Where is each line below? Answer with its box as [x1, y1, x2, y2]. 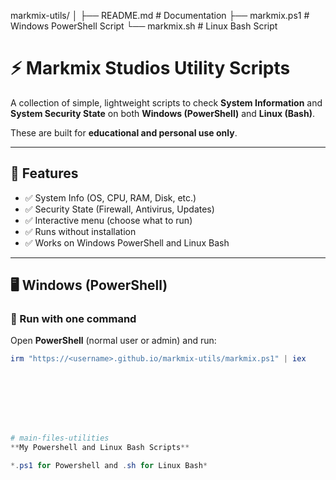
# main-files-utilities [10, 433, 110, 444]
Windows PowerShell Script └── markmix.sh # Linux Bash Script [10, 20, 278, 32]
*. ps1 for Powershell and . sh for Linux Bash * [10, 461, 208, 471]
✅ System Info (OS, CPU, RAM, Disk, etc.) [24, 191, 197, 204]
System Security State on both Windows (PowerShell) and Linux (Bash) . [10, 107, 315, 119]
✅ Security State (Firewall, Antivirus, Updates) [24, 203, 215, 215]
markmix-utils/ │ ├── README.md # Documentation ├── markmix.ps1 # [10, 10, 310, 21]
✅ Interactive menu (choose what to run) [24, 214, 193, 226]
